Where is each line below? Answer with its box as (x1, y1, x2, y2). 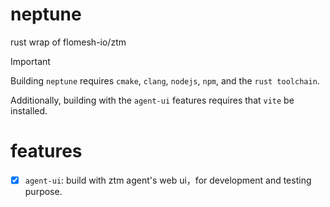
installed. (10, 104, 48, 117)
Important (10, 55, 51, 67)
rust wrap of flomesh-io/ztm (10, 36, 127, 48)
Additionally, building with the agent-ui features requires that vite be (10, 94, 295, 106)
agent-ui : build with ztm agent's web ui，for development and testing (24, 174, 312, 186)
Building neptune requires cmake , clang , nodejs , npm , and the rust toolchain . (10, 74, 320, 87)
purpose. (24, 185, 63, 197)
